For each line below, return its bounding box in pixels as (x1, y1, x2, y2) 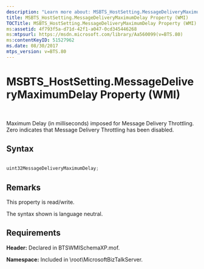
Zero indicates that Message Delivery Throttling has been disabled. (6, 126, 174, 133)
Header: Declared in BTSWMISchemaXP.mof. (6, 244, 120, 251)
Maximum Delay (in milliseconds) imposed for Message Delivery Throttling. (6, 119, 194, 127)
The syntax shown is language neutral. (6, 211, 103, 218)
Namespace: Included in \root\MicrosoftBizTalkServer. (6, 256, 143, 263)
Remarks (6, 182, 41, 192)
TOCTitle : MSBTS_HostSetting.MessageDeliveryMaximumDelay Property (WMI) (6, 20, 197, 26)
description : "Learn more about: (6, 9, 91, 15)
